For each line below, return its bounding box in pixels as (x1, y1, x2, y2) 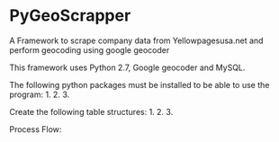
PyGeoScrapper (9, 5, 131, 26)
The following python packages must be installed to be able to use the (9, 79, 270, 90)
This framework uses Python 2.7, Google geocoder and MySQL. (9, 62, 246, 73)
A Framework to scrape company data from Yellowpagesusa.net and (9, 35, 264, 46)
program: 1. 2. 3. (9, 89, 70, 100)
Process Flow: (9, 123, 62, 135)
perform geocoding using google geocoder (9, 44, 170, 55)
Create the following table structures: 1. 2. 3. (9, 106, 174, 117)
